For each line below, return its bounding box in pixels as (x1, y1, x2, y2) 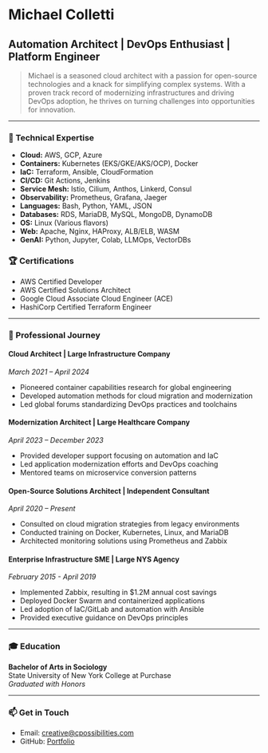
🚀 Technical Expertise (8, 132, 94, 143)
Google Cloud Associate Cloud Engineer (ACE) (19, 294, 173, 303)
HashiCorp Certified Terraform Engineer (19, 302, 152, 312)
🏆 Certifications (8, 255, 74, 266)
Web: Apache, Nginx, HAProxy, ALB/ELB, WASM (19, 227, 179, 236)
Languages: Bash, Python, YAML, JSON (19, 201, 152, 211)
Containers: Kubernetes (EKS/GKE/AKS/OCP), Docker (19, 159, 199, 168)
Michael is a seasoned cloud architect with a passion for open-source (27, 71, 258, 81)
